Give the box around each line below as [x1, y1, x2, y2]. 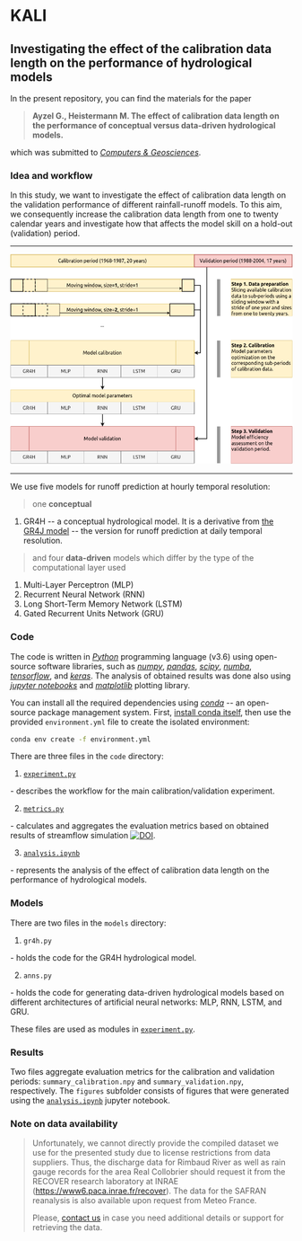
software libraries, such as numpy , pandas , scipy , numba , [38, 660, 252, 671]
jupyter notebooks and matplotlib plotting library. [10, 679, 191, 690]
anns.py [22, 971, 52, 980]
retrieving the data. [31, 1222, 103, 1233]
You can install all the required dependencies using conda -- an [10, 697, 246, 708]
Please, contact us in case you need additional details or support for [31, 1212, 285, 1223]
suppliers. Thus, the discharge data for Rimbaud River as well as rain [31, 1157, 286, 1168]
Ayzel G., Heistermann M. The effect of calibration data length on [31, 111, 280, 121]
